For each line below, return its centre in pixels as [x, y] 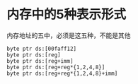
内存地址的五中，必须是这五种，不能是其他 [69, 35]
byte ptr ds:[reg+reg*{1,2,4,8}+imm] [62, 73]
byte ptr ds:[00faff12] [42, 49]
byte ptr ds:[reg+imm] [40, 61]
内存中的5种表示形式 [67, 14]
